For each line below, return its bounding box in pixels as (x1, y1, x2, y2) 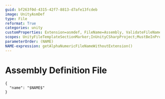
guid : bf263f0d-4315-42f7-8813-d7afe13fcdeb (5, 7, 98, 12)
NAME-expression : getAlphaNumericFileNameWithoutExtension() (5, 44, 133, 49)
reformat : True (5, 21, 36, 26)
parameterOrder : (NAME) (5, 39, 54, 44)
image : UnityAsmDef (5, 12, 45, 17)
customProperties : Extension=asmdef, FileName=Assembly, (5, 30, 124, 35)
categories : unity (5, 25, 43, 30)
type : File (5, 16, 27, 21)
